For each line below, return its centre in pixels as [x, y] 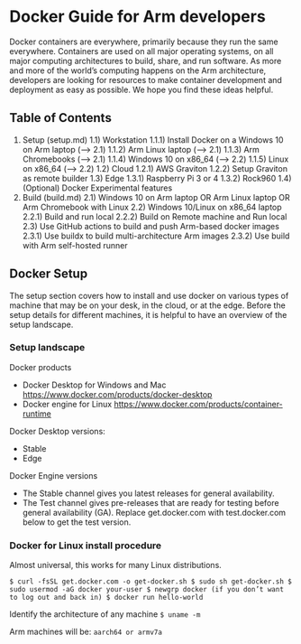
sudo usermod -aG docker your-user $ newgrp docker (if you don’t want [146, 590]
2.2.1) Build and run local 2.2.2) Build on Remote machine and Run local [155, 216]
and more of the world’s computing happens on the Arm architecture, [138, 70]
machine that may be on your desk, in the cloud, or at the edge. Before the [147, 305]
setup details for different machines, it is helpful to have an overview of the [148, 314]
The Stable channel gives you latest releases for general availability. [148, 493]
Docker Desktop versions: [57, 431]
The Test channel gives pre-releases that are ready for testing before [150, 502]
